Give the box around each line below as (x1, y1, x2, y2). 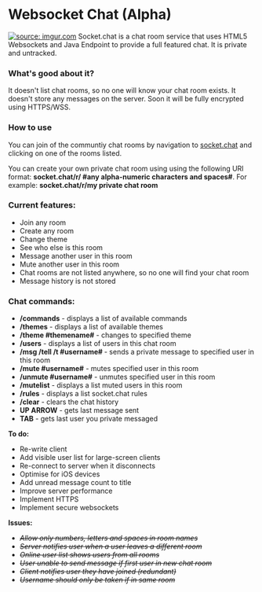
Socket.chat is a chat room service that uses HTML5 (78, 31, 248, 41)
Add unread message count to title (19, 478, 132, 487)
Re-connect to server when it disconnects (19, 461, 155, 471)
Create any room (19, 226, 75, 235)
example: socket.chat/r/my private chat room (8, 180, 158, 189)
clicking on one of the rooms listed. (8, 148, 122, 158)
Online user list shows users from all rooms (19, 550, 160, 560)
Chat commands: (8, 296, 75, 307)
